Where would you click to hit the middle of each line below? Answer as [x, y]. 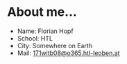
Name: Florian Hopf [45, 31]
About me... [42, 12]
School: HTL [35, 38]
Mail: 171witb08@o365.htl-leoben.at [68, 53]
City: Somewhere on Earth [54, 45]
